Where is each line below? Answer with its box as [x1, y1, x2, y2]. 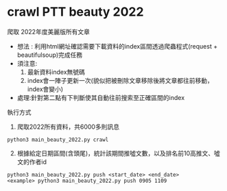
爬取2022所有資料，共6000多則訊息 [16, 123, 120, 131]
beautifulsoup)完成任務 [16, 51, 83, 59]
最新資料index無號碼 [27, 68, 86, 76]
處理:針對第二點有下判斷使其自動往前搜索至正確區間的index [16, 93, 185, 101]
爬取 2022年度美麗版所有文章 [7, 27, 91, 36]
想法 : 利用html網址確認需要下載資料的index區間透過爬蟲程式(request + [16, 42, 218, 50]
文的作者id [16, 157, 47, 166]
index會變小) [27, 85, 64, 93]
